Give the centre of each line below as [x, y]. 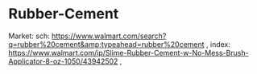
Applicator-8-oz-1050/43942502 [63, 61]
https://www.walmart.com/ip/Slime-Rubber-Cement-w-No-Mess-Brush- [128, 53]
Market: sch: [29, 36]
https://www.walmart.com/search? [109, 36]
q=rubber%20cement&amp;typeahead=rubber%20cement [106, 44]
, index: [218, 44]
